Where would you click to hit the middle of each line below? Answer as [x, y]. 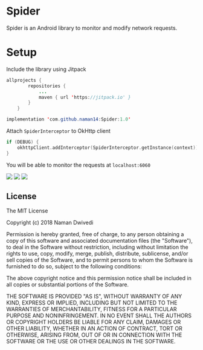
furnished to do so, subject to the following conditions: [74, 266]
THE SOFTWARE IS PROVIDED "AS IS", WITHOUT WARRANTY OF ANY [94, 296]
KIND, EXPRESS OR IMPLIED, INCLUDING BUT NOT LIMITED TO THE [92, 303]
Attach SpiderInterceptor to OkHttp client [58, 131]
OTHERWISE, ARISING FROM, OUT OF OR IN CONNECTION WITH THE [94, 335]
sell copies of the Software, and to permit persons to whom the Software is [100, 260]
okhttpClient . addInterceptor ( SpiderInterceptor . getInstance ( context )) [108, 147]
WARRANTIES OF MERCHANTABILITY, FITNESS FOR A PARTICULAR [92, 309]
